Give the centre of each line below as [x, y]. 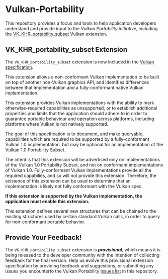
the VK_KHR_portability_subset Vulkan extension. [56, 34]
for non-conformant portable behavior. [45, 222]
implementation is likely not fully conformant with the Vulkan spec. [74, 186]
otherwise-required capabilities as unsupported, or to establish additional [81, 108]
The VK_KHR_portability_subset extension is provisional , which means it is [83, 249]
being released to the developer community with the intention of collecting [82, 255]
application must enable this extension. [47, 201]
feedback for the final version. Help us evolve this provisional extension [79, 260]
